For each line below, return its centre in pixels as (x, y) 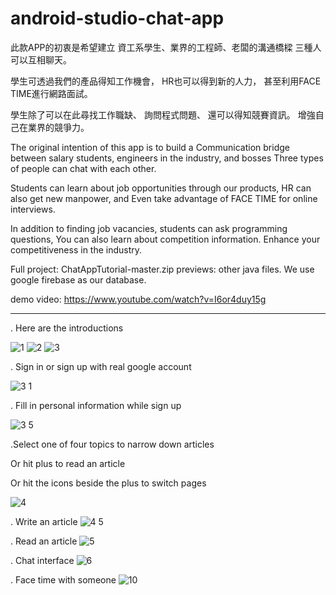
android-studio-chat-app (117, 18)
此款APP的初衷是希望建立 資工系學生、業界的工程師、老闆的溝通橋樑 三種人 (166, 47)
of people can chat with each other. (83, 168)
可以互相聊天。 (41, 59)
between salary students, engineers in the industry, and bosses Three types (167, 158)
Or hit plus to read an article (68, 463)
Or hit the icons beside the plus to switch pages (108, 483)
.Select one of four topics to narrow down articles (112, 444)
